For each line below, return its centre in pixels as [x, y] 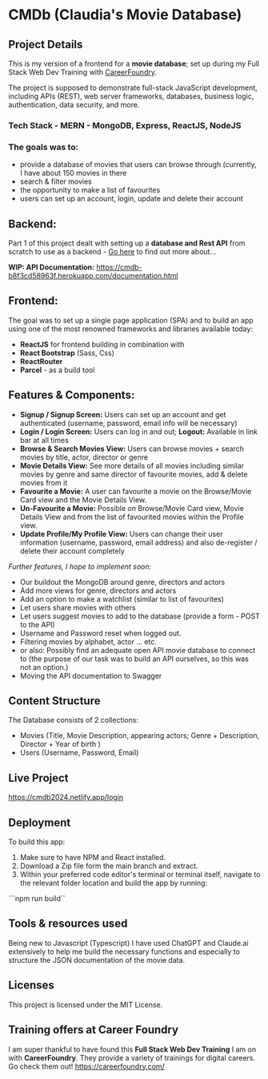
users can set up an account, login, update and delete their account [132, 199]
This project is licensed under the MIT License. [86, 1004]
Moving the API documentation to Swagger [91, 675]
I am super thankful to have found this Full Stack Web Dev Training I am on [132, 1049]
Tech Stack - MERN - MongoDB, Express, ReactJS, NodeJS [125, 125]
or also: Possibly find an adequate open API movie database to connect [138, 650]
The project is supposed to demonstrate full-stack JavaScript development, [133, 87]
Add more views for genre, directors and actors [98, 590]
